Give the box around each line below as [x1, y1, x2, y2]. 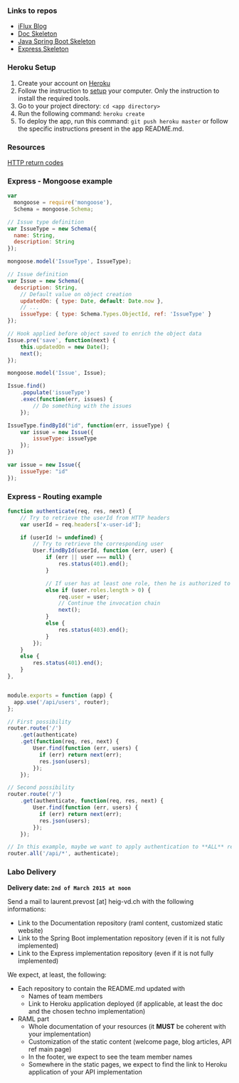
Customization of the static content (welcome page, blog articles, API [28, 1037, 232, 1046]
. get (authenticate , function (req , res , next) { [20, 797, 164, 805]
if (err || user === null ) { [45, 554, 132, 561]
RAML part [17, 1014, 50, 1023]
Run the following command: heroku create [17, 109, 145, 118]
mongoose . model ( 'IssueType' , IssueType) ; [7, 258, 132, 266]
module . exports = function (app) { [7, 692, 113, 699]
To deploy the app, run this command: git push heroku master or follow [17, 116, 229, 125]
